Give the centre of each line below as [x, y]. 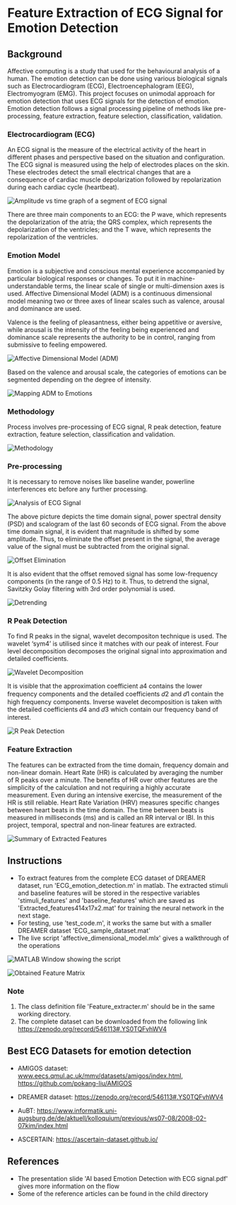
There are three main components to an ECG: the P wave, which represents [117, 215]
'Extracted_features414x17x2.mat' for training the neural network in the [121, 908]
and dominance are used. [45, 308]
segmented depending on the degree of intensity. [79, 379]
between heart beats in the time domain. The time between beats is [106, 809]
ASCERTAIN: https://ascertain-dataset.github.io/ [88, 1139]
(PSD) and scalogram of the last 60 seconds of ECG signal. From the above [117, 524]
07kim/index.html [43, 1125]
